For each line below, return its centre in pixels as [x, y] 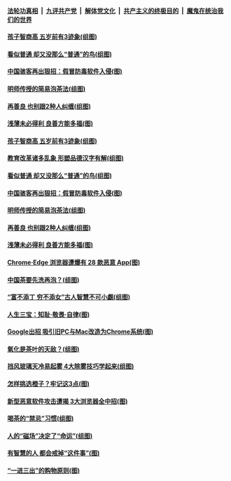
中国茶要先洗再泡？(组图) [43, 280]
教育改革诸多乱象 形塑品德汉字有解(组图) [65, 158]
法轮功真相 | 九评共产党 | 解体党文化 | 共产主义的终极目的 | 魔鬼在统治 [112, 11]
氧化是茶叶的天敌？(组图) [43, 349]
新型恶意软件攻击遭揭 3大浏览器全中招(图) [68, 401]
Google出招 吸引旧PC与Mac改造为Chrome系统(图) [80, 332]
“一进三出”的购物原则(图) [44, 470]
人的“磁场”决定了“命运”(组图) [50, 435]
